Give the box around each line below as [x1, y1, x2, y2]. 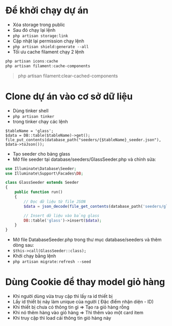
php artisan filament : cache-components [5, 63, 91, 69]
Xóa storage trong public [12, 21, 66, 28]
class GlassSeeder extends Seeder [5, 180, 79, 185]
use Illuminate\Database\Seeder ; [5, 166, 77, 171]
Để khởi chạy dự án [5, 5, 89, 16]
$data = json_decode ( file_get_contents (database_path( [24, 204, 143, 209]
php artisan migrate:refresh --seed [12, 259, 91, 265]
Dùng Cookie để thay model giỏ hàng [5, 276, 165, 288]
